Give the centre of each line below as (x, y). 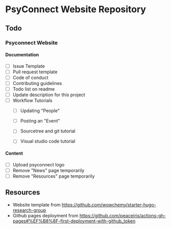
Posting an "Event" (40, 121)
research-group (29, 210)
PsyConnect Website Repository (76, 9)
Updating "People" (40, 111)
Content (14, 153)
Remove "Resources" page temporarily (54, 176)
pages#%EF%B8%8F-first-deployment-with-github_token (74, 221)
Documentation (22, 55)
